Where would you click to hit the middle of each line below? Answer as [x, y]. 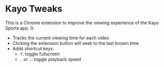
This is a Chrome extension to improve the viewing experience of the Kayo [82, 23]
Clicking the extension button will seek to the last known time [76, 43]
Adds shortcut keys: [33, 48]
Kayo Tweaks [34, 9]
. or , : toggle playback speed [50, 59]
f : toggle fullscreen [40, 54]
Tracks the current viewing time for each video [61, 38]
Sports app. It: [20, 28]
